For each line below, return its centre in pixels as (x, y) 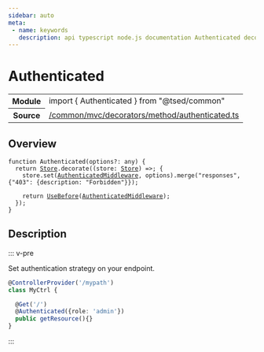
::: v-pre (21, 253)
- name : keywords (40, 30)
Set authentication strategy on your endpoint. (82, 268)
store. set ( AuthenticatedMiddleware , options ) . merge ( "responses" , (132, 176)
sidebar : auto (31, 15)
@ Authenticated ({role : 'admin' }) (70, 312)
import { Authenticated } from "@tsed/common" (137, 101)
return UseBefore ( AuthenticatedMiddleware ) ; (96, 196)
